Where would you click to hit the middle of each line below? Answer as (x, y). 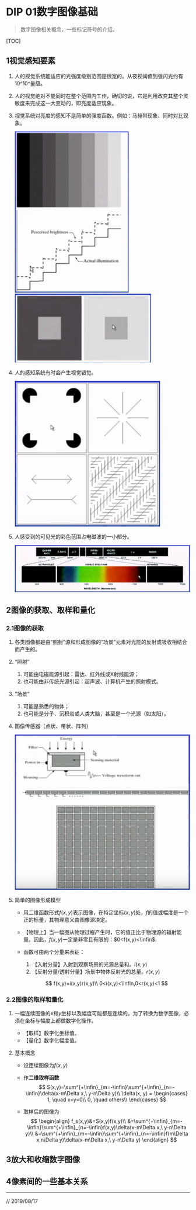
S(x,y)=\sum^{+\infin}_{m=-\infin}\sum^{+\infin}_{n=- (111, 1087)
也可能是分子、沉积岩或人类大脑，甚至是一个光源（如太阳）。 (96, 713)
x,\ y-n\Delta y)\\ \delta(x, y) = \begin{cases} (134, 1093)
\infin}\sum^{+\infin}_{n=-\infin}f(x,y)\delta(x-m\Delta (91, 1127)
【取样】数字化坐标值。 (51, 1033)
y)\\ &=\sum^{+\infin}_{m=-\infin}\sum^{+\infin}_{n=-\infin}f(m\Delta (107, 1133)
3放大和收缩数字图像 (43, 1159)
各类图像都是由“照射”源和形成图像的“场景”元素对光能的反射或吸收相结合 (101, 642)
